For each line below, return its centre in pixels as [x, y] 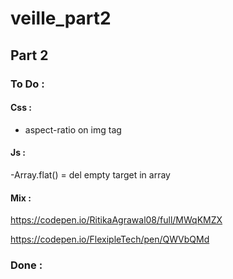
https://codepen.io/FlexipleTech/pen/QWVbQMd [110, 239]
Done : [26, 265]
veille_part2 [61, 18]
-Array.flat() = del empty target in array [90, 174]
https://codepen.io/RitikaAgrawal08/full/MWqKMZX [116, 220]
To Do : [27, 84]
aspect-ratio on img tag [73, 129]
